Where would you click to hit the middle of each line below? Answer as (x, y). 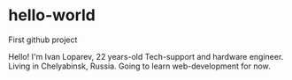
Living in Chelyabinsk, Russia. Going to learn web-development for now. (139, 66)
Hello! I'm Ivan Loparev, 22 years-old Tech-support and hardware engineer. (146, 56)
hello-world (52, 15)
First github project (43, 40)
